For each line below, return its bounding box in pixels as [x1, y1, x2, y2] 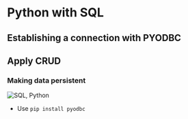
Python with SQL [7, 5, 105, 21]
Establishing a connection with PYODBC [7, 32, 181, 44]
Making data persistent [7, 75, 86, 85]
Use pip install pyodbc [16, 105, 85, 113]
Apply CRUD [7, 55, 62, 66]
